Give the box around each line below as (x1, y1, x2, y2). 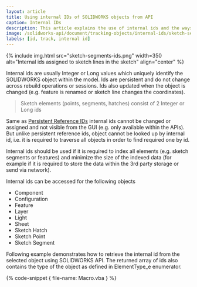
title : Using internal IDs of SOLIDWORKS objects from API (6, 14, 154, 20)
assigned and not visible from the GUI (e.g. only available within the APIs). (6, 124, 185, 131)
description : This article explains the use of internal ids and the (6, 25, 180, 31)
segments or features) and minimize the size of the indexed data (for (6, 154, 172, 161)
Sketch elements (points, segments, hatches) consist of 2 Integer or (20, 100, 185, 106)
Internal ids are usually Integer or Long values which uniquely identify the (6, 70, 184, 76)
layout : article (6, 8, 46, 15)
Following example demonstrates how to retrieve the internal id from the (6, 251, 180, 258)
